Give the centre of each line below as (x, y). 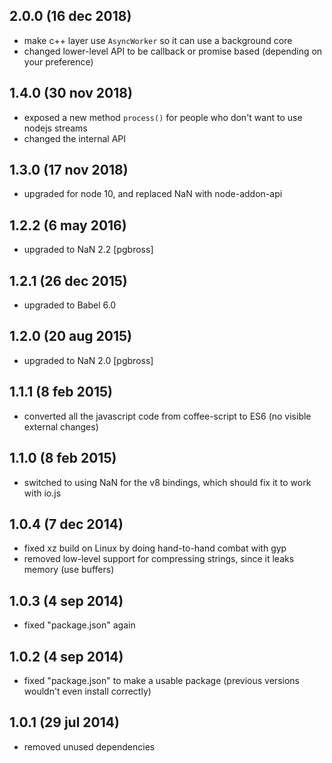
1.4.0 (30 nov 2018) (71, 93)
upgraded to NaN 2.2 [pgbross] (88, 250)
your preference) (58, 61)
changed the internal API (74, 138)
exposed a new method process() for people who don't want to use (163, 117)
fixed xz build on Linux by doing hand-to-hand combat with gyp (155, 548)
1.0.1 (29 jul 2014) (64, 722)
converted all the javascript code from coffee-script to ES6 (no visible (167, 416)
